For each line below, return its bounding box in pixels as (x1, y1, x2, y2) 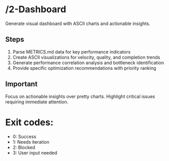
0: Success (12, 133, 37, 140)
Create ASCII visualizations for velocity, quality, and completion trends (12, 54, 160, 60)
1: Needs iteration (12, 139, 49, 145)
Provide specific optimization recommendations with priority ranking (12, 65, 156, 71)
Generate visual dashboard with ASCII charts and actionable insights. (5, 20, 151, 26)
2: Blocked (12, 144, 36, 150)
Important (5, 80, 38, 89)
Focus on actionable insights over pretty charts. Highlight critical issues (5, 93, 155, 99)
